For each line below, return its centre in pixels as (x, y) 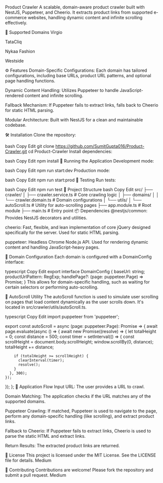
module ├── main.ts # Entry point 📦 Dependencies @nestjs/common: (76, 211)
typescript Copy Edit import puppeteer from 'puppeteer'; (62, 317)
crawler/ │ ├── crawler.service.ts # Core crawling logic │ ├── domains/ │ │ (82, 195)
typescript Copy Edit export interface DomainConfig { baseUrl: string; (75, 271)
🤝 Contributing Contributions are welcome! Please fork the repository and (79, 470)
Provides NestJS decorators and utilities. (46, 218)
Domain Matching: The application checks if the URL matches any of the (78, 396)
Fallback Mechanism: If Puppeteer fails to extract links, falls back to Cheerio (82, 105)
